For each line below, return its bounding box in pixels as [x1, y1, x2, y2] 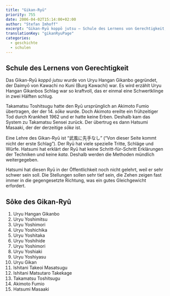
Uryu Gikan [13, 259, 37, 266]
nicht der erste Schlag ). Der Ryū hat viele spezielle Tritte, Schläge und [6, 141, 154, 147]
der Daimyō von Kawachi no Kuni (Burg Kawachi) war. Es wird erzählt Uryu [6, 82, 161, 89]
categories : [6, 36, 31, 41]
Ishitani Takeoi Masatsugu [13, 265, 68, 271]
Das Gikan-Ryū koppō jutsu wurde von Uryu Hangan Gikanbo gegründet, [6, 77, 158, 83]
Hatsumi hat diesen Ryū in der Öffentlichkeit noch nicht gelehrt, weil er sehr [6, 166, 163, 173]
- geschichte [10, 40, 38, 46]
